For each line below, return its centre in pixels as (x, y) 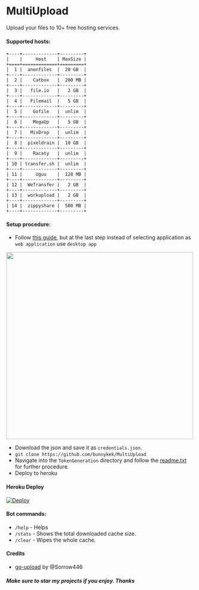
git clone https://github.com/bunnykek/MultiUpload (80, 455)
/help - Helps (31, 527)
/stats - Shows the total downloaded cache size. (75, 533)
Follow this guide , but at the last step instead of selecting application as (103, 238)
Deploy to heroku (36, 473)
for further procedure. (42, 467)
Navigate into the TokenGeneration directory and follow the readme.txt (101, 460)
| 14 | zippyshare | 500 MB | (46, 206)
